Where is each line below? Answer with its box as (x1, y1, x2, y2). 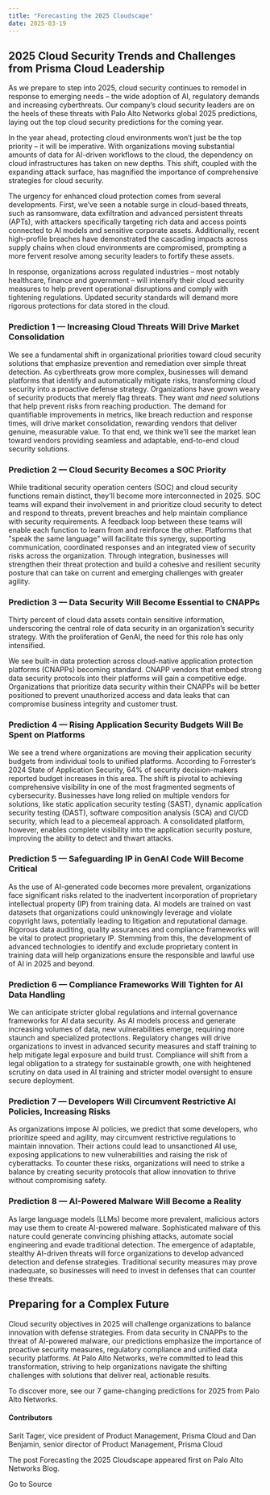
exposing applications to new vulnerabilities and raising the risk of (8, 1150, 228, 1160)
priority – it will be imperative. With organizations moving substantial (8, 142, 235, 152)
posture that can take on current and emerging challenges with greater (8, 567, 243, 577)
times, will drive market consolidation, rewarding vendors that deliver (8, 418, 238, 428)
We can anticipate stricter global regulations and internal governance (8, 1007, 238, 1017)
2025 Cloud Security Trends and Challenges (8, 49, 236, 63)
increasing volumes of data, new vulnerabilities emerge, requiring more (8, 1024, 245, 1034)
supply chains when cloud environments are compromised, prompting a (8, 243, 247, 252)
